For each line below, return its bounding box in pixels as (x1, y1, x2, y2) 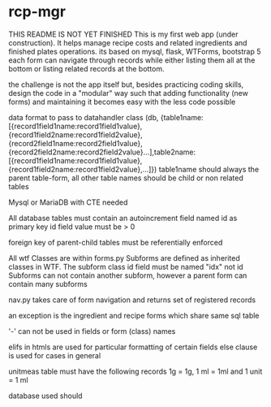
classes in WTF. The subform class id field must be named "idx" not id (8, 262, 243, 271)
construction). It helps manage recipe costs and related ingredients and (8, 37, 247, 47)
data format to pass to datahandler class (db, (8, 112, 159, 122)
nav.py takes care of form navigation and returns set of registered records (8, 295, 256, 305)
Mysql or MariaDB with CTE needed (8, 197, 128, 207)
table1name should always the (158, 164, 260, 174)
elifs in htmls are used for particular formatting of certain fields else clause (8, 342, 258, 352)
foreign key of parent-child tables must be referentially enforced (8, 237, 223, 247)
